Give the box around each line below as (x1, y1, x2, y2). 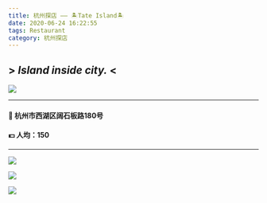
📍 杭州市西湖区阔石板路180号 (8, 111, 104, 120)
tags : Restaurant (8, 26, 66, 34)
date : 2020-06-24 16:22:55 (8, 19, 98, 27)
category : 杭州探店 (8, 33, 68, 42)
